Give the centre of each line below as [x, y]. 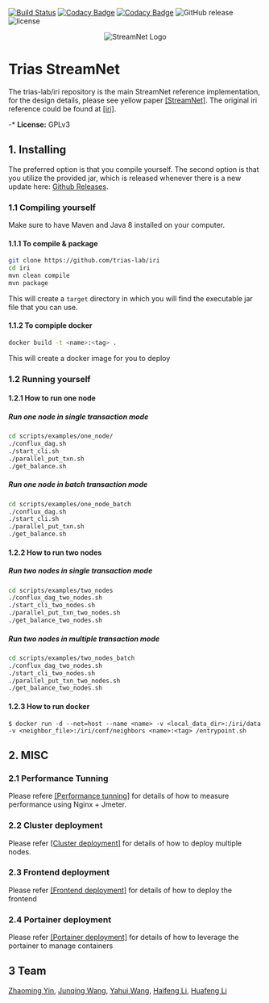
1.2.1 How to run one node [52, 398]
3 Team [27, 971]
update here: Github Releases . [58, 187]
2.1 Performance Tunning [58, 778]
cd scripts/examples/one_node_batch [70, 504]
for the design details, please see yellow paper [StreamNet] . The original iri [133, 100]
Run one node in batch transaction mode [78, 485]
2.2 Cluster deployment [56, 825]
